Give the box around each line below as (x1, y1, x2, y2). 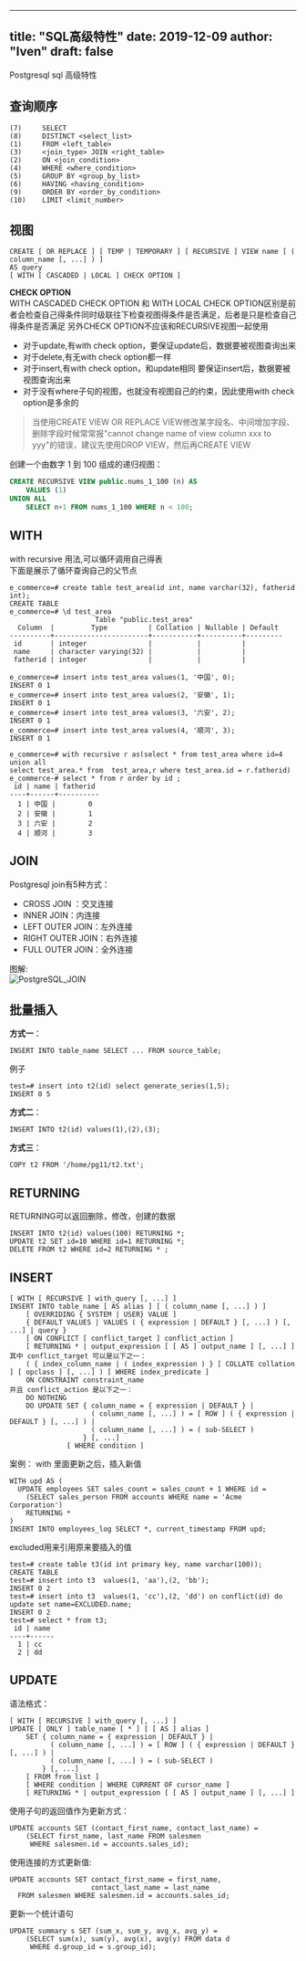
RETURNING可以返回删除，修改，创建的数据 (9, 1211, 176, 1222)
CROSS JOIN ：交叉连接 (22, 898, 114, 909)
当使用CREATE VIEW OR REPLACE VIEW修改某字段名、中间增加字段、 (31, 416, 295, 427)
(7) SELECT (9, 123, 67, 132)
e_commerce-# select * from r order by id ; (9, 774, 181, 783)
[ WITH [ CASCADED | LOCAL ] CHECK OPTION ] (9, 271, 181, 280)
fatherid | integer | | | (13, 655, 247, 664)
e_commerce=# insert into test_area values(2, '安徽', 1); (9, 691, 236, 700)
